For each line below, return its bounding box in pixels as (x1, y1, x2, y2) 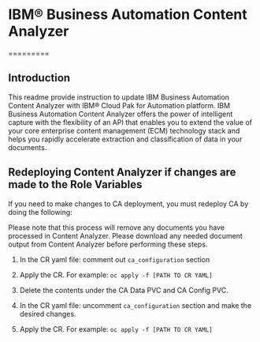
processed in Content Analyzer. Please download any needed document (8, 231, 243, 240)
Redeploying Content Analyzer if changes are (8, 166, 236, 179)
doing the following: (8, 207, 72, 216)
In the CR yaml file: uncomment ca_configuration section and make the (19, 300, 252, 310)
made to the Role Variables (8, 178, 143, 191)
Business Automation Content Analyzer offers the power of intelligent (8, 109, 233, 118)
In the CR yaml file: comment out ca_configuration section (19, 254, 210, 264)
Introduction (8, 71, 71, 85)
